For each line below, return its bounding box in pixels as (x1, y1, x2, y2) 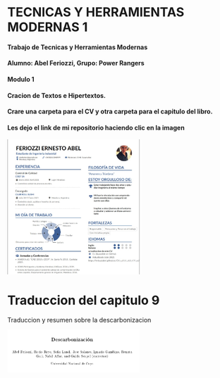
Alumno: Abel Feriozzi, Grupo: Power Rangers (7, 59, 145, 68)
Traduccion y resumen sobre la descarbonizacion (7, 316, 152, 325)
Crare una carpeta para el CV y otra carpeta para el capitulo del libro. (7, 107, 213, 116)
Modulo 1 (7, 75, 35, 83)
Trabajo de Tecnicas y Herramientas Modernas (7, 43, 148, 51)
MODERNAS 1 (7, 19, 88, 35)
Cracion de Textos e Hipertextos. (7, 91, 106, 99)
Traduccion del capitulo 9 (7, 293, 160, 308)
